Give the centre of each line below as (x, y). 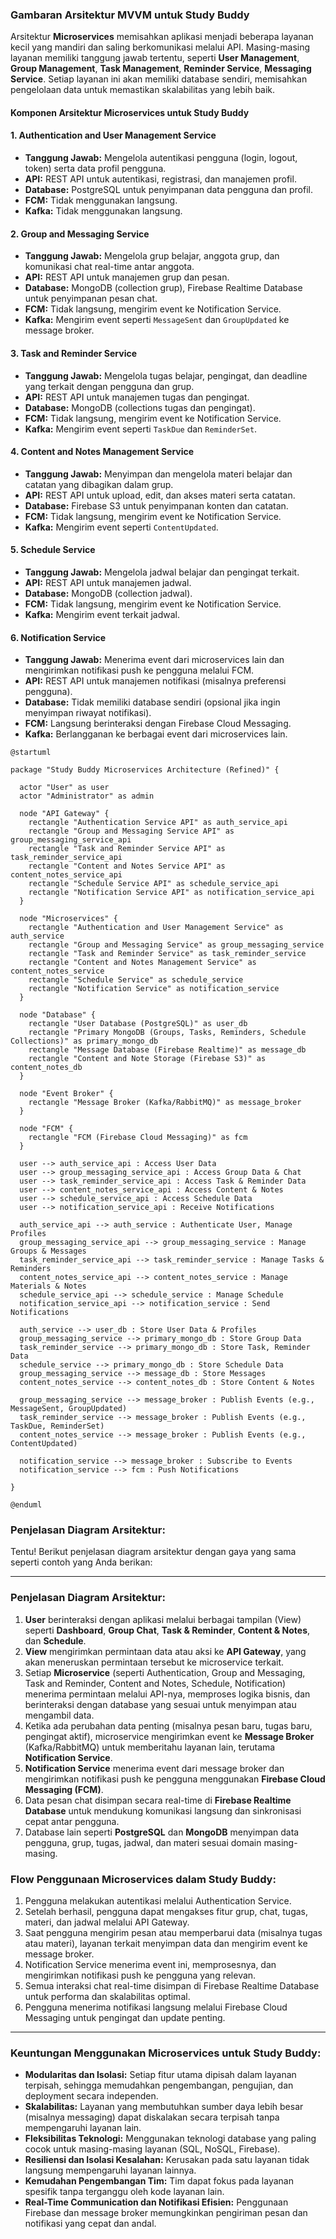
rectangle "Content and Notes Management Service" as (142, 963)
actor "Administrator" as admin (87, 796)
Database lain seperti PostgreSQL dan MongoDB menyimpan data (162, 1832)
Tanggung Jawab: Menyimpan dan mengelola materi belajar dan (158, 474)
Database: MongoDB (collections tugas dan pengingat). (140, 407)
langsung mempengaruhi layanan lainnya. (110, 2170)
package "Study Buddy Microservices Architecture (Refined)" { (145, 770)
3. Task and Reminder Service (74, 353)
